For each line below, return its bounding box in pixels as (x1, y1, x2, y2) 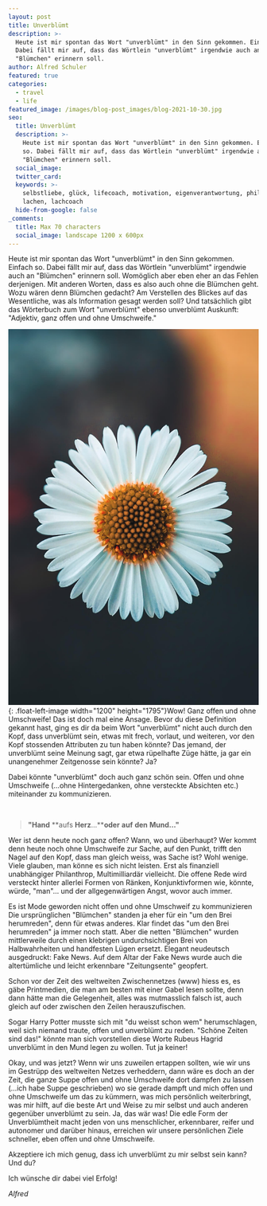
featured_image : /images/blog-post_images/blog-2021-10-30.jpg (8, 105, 222, 113)
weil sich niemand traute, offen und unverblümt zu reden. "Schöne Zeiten (8, 1025, 249, 1035)
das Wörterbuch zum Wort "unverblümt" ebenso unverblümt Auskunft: (8, 305, 239, 315)
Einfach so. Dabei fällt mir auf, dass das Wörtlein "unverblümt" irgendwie (8, 263, 246, 272)
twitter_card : (15, 172, 62, 181)
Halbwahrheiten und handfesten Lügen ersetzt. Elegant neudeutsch (8, 944, 230, 953)
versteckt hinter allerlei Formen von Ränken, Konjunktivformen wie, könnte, (8, 877, 254, 887)
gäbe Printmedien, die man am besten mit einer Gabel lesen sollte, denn (8, 985, 244, 994)
